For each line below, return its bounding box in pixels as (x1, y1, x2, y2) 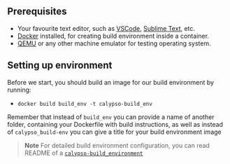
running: (7, 86, 31, 94)
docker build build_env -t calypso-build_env (17, 100, 152, 107)
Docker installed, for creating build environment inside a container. (17, 32, 210, 40)
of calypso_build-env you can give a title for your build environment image (7, 128, 222, 136)
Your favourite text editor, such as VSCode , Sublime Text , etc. (17, 24, 196, 32)
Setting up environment (7, 60, 113, 71)
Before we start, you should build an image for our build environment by (7, 78, 215, 86)
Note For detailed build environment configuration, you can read (24, 141, 210, 149)
